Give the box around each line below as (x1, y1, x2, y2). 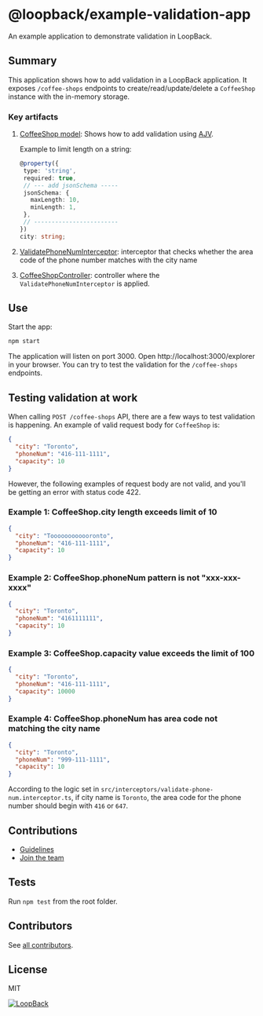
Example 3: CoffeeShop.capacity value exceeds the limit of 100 (8, 648, 255, 659)
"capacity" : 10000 (15, 687, 76, 696)
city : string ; (19, 232, 66, 240)
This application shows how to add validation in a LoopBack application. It (8, 75, 247, 84)
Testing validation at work (8, 391, 138, 404)
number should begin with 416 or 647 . (8, 801, 129, 810)
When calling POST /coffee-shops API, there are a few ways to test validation (8, 412, 255, 422)
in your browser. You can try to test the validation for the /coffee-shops (8, 360, 238, 370)
